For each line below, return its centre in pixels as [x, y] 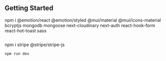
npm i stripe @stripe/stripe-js [35, 45]
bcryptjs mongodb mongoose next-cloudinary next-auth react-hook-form [80, 25]
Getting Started [29, 8]
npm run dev [17, 54]
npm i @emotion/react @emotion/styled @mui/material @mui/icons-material [83, 20]
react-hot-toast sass [26, 30]
